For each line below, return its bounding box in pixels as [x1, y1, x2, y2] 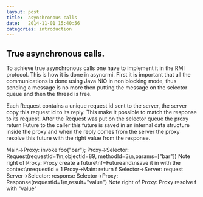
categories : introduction [6, 26, 72, 32]
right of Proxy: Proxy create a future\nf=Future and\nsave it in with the [6, 159, 181, 167]
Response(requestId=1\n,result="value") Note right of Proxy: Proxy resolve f [6, 179, 197, 186]
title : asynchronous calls [6, 15, 78, 21]
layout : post [6, 9, 40, 15]
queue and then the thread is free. [6, 91, 92, 98]
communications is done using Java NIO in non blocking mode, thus [6, 77, 177, 85]
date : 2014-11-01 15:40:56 [6, 20, 80, 26]
